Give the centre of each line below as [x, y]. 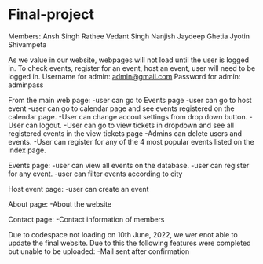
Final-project [51, 15]
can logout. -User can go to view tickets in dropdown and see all [130, 125]
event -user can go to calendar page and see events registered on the [122, 108]
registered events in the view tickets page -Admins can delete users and [125, 133]
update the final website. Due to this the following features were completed [130, 243]
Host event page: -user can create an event [79, 189]
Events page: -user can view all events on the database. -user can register [129, 165]
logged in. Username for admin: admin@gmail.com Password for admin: [124, 76]
